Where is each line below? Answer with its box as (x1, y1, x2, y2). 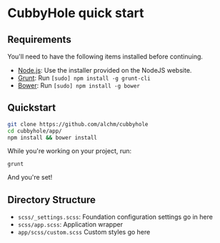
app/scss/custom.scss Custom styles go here (17, 228, 151, 237)
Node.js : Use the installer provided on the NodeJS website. (17, 66, 192, 74)
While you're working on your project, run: (7, 147, 132, 155)
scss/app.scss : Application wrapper (17, 220, 124, 229)
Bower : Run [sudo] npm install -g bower (17, 81, 141, 90)
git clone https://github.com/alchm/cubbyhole (7, 120, 149, 128)
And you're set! (7, 173, 53, 182)
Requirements (7, 33, 71, 46)
